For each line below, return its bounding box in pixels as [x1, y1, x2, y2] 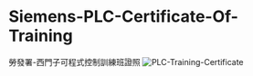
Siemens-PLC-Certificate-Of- [8, 6, 239, 27]
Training [8, 25, 74, 46]
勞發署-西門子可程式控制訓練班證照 [8, 56, 141, 67]
